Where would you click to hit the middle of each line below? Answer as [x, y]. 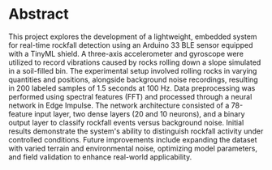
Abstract [39, 14]
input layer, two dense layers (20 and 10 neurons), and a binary [139, 113]
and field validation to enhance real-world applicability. [100, 157]
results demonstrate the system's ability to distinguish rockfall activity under [136, 131]
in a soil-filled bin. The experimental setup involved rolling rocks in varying [133, 70]
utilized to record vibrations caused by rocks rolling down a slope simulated [135, 62]
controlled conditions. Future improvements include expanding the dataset [133, 139]
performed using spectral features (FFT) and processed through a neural [130, 96]
